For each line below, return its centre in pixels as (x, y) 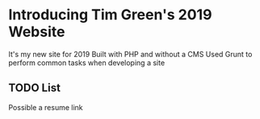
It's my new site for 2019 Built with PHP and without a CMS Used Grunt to (130, 54)
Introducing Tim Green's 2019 (110, 15)
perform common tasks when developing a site (87, 63)
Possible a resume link (46, 107)
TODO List (34, 88)
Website (37, 32)
